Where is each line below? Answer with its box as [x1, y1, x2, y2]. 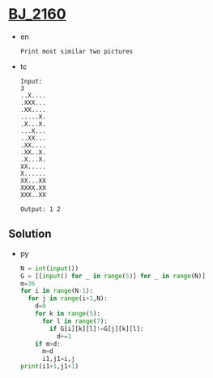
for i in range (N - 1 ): [19, 287, 94, 295]
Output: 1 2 [19, 204, 61, 213]
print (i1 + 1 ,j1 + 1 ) [19, 363, 79, 371]
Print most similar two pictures [19, 47, 134, 55]
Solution [8, 227, 52, 241]
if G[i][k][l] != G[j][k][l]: [49, 324, 144, 333]
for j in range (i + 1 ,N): [28, 294, 108, 303]
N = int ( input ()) [19, 264, 79, 273]
